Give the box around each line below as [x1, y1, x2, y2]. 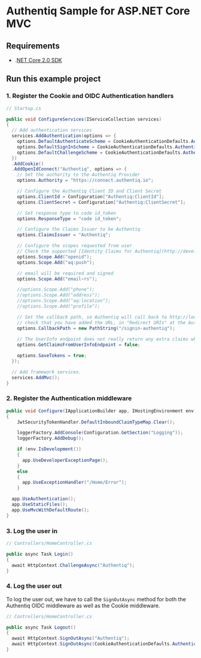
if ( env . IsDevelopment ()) [17, 446, 82, 452]
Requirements [6, 41, 60, 51]
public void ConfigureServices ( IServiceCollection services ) [6, 116, 162, 122]
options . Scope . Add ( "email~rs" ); [17, 276, 98, 282]
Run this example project [6, 74, 101, 84]
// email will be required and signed [17, 270, 114, 276]
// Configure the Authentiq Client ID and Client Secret [17, 188, 162, 194]
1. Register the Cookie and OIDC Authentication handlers [6, 92, 174, 100]
